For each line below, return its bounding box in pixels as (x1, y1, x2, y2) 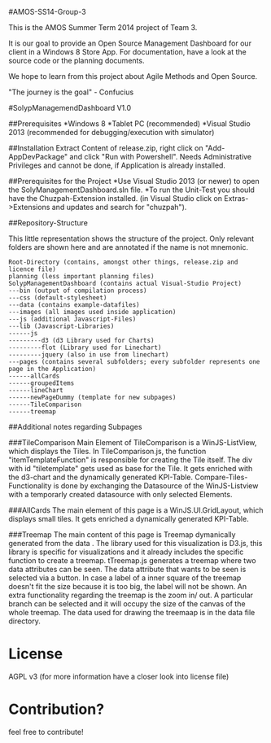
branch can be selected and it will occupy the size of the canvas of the (8, 599, 246, 609)
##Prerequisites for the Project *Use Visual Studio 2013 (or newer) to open (8, 177, 260, 186)
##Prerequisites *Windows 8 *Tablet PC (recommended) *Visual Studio (8, 119, 251, 129)
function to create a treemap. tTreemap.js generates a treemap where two (8, 556, 256, 565)
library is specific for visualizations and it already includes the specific (8, 547, 244, 557)
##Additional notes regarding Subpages (8, 422, 142, 431)
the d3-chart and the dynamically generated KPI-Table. (8, 472, 194, 482)
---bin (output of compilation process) (8, 286, 148, 295)
